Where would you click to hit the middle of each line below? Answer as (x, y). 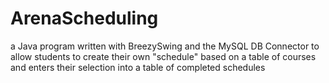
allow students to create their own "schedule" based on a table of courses (163, 56)
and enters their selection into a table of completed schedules (138, 67)
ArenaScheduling (84, 18)
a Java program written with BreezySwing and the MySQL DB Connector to (165, 46)
